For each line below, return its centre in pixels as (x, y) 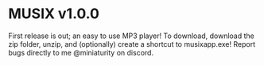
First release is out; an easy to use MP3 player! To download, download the (131, 36)
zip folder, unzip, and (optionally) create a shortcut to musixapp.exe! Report (132, 44)
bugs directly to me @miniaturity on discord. (81, 52)
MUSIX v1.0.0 (54, 14)
